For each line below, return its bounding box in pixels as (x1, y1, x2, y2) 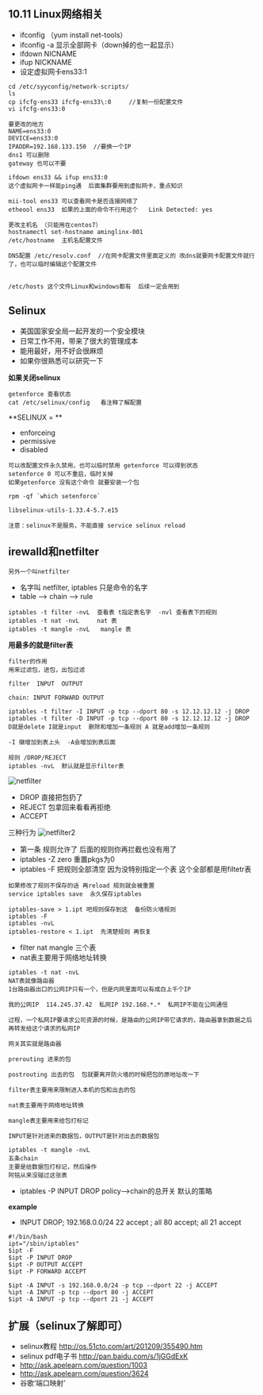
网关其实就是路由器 (8, 1040, 62, 1048)
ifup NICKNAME (19, 57, 73, 67)
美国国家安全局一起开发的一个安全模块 (19, 326, 145, 336)
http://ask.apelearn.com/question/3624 (19, 1369, 149, 1378)
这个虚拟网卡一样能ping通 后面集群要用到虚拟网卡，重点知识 (8, 182, 184, 190)
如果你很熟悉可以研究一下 (19, 355, 104, 365)
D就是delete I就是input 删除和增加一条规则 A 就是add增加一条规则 (8, 723, 211, 732)
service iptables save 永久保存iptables (8, 890, 143, 898)
